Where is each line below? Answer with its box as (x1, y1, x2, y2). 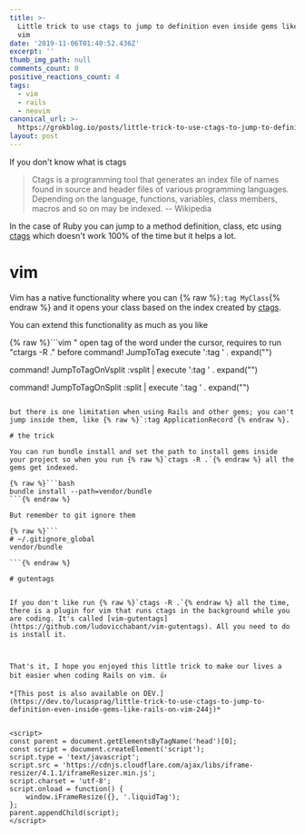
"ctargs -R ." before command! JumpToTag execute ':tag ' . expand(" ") (9, 346, 272, 357)
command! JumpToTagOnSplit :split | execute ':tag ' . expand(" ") (9, 382, 250, 392)
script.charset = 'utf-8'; (9, 776, 112, 786)
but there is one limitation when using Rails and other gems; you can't (9, 407, 295, 416)
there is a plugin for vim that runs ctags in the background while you (9, 606, 290, 615)
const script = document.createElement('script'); (9, 744, 205, 754)
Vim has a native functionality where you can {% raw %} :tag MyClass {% (9, 292, 280, 303)
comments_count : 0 (9, 65, 79, 74)
